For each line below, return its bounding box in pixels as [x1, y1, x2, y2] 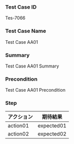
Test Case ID [5, 4, 37, 11]
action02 [8, 130, 29, 137]
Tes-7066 [5, 15, 26, 21]
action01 [8, 122, 29, 129]
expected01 [37, 122, 67, 129]
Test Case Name [5, 28, 46, 35]
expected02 [37, 130, 67, 137]
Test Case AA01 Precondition [5, 87, 65, 93]
